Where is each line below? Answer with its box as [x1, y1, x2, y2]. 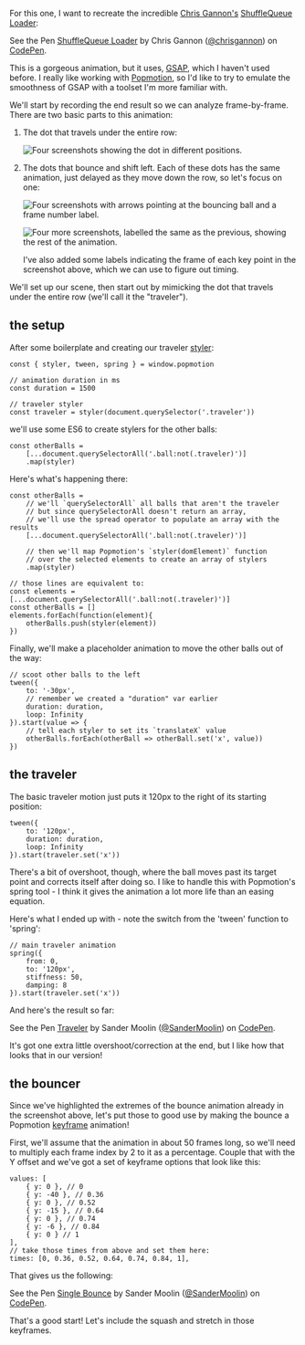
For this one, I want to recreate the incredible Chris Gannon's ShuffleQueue [9, 8, 293, 18]
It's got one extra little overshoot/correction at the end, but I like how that [9, 1040, 285, 1051]
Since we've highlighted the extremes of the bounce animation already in [9, 1100, 285, 1111]
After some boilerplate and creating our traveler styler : [9, 342, 215, 352]
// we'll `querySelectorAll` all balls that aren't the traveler [26, 499, 280, 508]
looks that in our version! [9, 1049, 103, 1060]
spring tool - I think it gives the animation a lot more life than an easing [9, 886, 274, 897]
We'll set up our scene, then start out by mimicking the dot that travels [9, 282, 274, 292]
